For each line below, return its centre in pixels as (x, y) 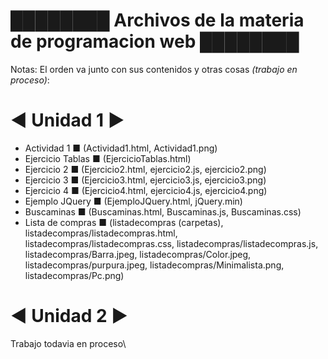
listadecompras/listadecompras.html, (101, 233)
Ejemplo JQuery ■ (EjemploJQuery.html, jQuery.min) (133, 201)
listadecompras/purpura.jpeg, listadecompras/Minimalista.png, (154, 265)
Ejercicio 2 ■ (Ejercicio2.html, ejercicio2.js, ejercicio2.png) (145, 169)
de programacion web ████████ (155, 41)
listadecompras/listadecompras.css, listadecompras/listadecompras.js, (171, 243)
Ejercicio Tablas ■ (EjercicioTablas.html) (108, 158)
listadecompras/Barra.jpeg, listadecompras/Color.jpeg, (138, 254)
